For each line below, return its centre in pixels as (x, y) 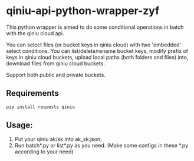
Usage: (20, 125)
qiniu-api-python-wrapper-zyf (83, 11)
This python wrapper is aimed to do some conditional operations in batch (95, 27)
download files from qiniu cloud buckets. (55, 63)
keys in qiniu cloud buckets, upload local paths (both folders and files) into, (97, 57)
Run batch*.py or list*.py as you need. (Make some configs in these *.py (101, 146)
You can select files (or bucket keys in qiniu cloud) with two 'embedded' (94, 45)
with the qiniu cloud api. (35, 33)
